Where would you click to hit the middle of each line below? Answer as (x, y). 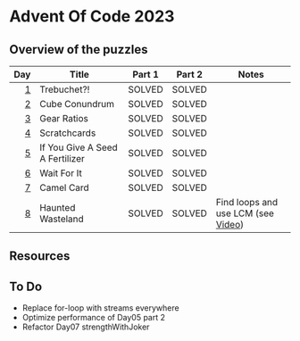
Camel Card (64, 187)
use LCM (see (245, 213)
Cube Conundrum (77, 104)
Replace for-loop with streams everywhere (101, 308)
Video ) (230, 225)
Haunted (58, 208)
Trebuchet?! (65, 89)
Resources (40, 256)
